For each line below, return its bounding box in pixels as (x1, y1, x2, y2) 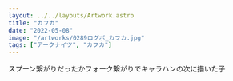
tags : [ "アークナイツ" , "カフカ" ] (8, 41, 112, 49)
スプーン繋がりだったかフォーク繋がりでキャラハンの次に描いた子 (8, 64, 226, 74)
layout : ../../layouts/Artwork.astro (8, 11, 135, 20)
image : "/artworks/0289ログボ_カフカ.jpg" (8, 33, 145, 42)
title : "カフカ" (8, 19, 59, 27)
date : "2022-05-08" (8, 26, 74, 34)
